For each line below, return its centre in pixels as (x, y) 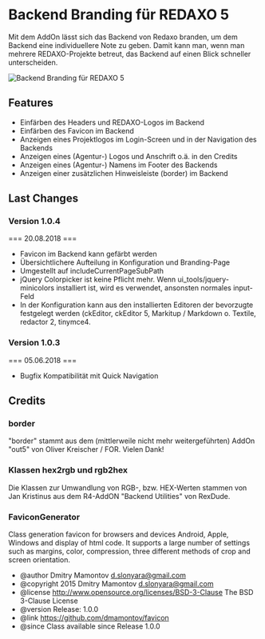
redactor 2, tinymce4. (55, 322)
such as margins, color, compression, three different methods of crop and (130, 551)
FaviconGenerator (44, 517)
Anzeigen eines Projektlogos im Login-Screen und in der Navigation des (138, 139)
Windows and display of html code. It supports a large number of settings (129, 543)
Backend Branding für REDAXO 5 (119, 15)
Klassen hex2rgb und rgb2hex (68, 470)
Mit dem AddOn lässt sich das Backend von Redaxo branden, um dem (123, 37)
